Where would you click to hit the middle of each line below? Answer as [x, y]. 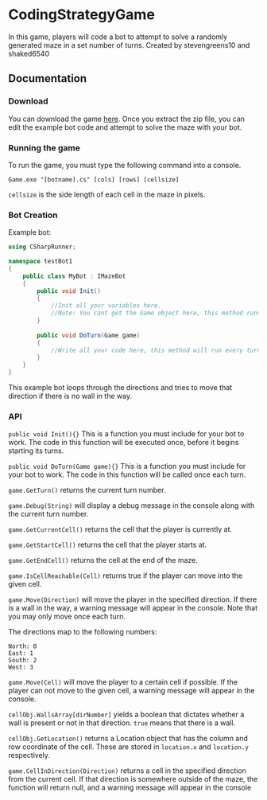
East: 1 [21, 654]
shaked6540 [29, 53]
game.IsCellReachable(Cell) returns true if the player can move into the [126, 576]
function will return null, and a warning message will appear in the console [130, 788]
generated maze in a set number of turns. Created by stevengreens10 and [129, 45]
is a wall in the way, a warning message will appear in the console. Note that [133, 608]
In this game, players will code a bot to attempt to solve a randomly [118, 37]
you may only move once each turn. [67, 617]
